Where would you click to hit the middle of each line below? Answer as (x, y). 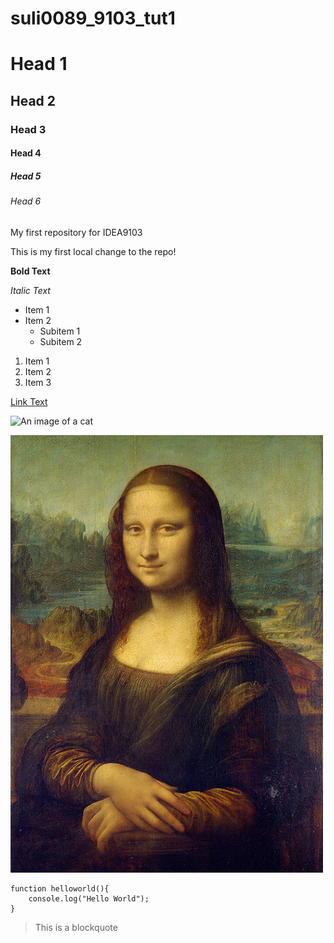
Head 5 (26, 176)
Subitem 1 (60, 331)
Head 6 (26, 201)
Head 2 (33, 100)
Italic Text (30, 290)
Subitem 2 (61, 341)
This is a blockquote (76, 927)
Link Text (29, 401)
